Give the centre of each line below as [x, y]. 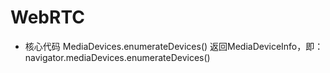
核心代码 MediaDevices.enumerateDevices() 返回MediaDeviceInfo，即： [174, 46]
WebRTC [47, 17]
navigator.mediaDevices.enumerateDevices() [117, 57]
